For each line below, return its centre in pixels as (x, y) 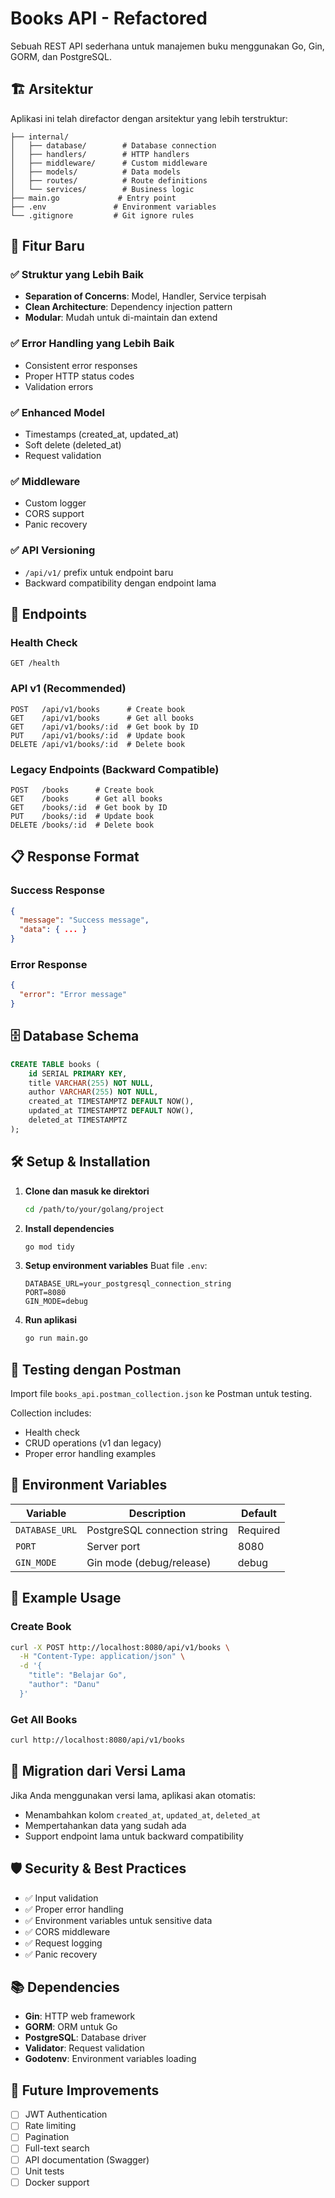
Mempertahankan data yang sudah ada (105, 1825)
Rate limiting (50, 2126)
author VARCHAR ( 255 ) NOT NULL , (93, 1092)
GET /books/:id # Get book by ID (89, 807)
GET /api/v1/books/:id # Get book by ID (104, 727)
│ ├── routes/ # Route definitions (109, 180)
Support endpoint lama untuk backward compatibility (134, 1836)
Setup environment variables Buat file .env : (116, 1266)
